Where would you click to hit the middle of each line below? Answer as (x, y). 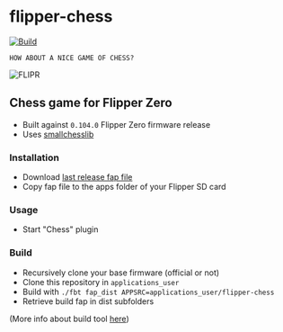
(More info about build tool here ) (69, 319)
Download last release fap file (77, 177)
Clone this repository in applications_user (101, 282)
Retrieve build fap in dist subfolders (88, 301)
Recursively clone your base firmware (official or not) (121, 273)
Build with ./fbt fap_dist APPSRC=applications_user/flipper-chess (148, 292)
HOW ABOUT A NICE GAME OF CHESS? (72, 58)
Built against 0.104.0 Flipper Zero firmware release (116, 124)
